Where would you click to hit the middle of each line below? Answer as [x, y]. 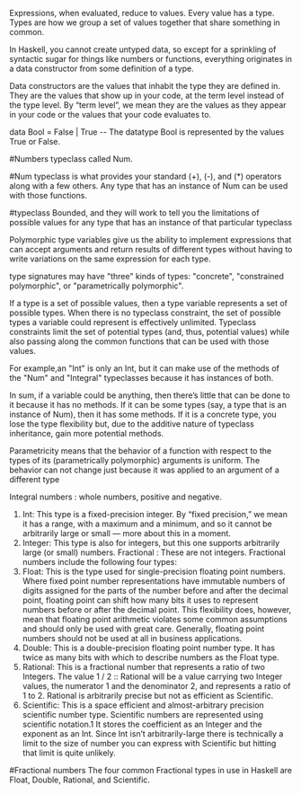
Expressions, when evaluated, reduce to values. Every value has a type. [142, 13]
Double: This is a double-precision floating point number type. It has [149, 648]
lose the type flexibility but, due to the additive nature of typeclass [132, 424]
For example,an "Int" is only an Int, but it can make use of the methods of [145, 368]
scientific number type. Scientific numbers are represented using [142, 715]
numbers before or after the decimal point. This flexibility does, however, [157, 609]
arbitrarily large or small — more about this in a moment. [126, 533]
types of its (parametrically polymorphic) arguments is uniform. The [135, 460]
